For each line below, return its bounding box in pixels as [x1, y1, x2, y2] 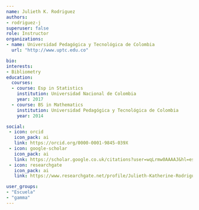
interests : [6, 63, 33, 69]
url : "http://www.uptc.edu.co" [11, 47, 89, 53]
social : [6, 124, 25, 130]
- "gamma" [6, 195, 31, 201]
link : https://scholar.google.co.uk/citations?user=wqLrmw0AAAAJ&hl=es [14, 156, 195, 163]
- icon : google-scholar [8, 146, 68, 151]
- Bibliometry [6, 69, 41, 75]
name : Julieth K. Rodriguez [6, 8, 76, 15]
